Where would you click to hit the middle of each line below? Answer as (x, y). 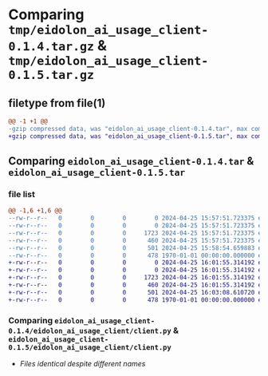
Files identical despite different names (83, 363)
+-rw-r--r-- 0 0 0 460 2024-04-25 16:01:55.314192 (132, 285)
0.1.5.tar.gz (51, 75)
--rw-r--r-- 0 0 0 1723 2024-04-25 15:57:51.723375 (132, 233)
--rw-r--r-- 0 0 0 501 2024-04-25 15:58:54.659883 (132, 248)
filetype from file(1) (57, 103)
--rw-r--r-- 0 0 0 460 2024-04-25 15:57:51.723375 (132, 240)
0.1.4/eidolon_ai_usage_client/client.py (90, 330)
